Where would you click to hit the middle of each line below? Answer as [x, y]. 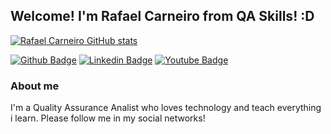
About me [35, 86]
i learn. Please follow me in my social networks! [108, 118]
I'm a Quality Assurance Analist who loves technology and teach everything [166, 108]
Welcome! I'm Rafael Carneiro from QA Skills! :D [162, 16]
